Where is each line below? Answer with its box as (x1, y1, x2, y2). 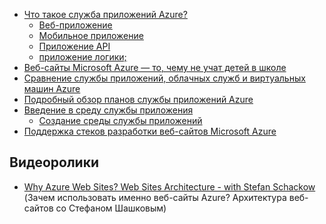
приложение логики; (38, 51, 127, 63)
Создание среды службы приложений (38, 115, 203, 126)
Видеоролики (9, 154, 100, 171)
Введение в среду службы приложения (23, 104, 194, 116)
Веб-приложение (38, 19, 113, 31)
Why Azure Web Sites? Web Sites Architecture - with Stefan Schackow (23, 180, 316, 193)
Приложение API (38, 40, 111, 52)
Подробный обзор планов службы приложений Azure (23, 94, 254, 105)
